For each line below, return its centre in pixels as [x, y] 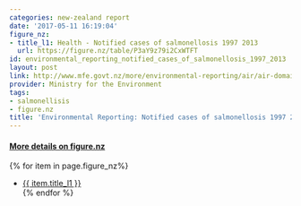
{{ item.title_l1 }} [52, 184]
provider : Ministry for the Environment [86, 84]
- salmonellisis [39, 101]
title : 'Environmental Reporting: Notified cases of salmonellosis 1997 [148, 117]
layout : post [34, 68]
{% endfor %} [48, 193]
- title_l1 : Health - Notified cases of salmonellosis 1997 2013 [133, 43]
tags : [19, 92]
